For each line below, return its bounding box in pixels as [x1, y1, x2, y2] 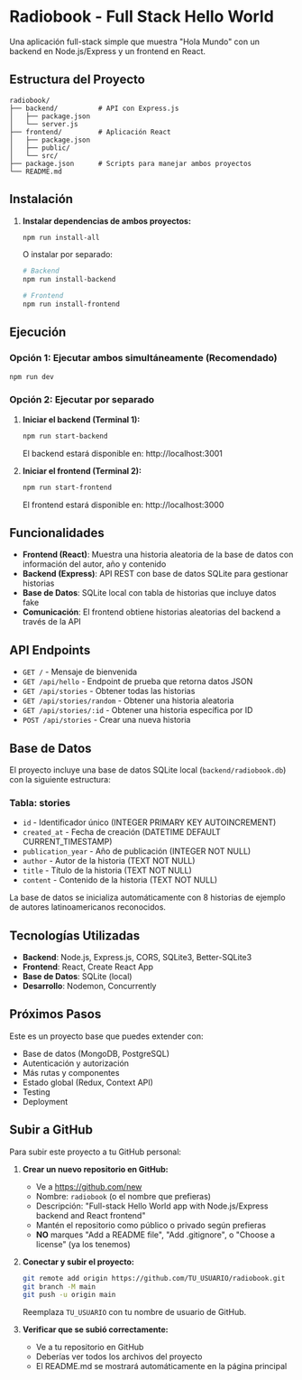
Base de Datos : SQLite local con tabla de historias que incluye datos [22, 588, 277, 598]
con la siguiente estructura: [9, 773, 111, 784]
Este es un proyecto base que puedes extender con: [9, 1031, 204, 1042]
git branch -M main [22, 1282, 96, 1292]
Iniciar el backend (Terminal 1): [22, 413, 141, 425]
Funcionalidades [9, 525, 105, 541]
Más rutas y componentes [22, 1067, 120, 1078]
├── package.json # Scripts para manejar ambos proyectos [9, 159, 252, 168]
